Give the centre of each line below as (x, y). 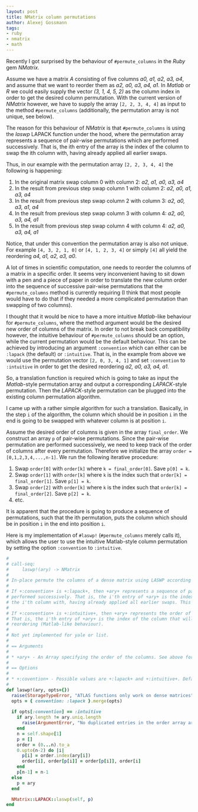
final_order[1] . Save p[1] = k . (53, 481)
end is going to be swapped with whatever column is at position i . (86, 420)
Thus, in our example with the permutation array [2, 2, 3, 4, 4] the (90, 164)
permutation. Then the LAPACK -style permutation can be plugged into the (96, 390)
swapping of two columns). (39, 305)
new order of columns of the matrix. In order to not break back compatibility (98, 329)
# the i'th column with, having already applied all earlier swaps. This (99, 602)
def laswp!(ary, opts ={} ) (38, 690)
